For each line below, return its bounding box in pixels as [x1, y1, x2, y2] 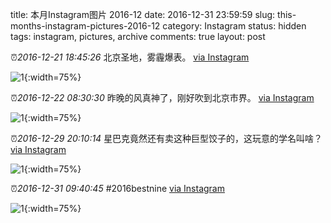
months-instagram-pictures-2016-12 [10, 20, 161, 32]
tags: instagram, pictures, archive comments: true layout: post [10, 31, 266, 42]
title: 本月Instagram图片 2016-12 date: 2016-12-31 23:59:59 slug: [10, 9, 276, 20]
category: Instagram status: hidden [162, 20, 307, 32]
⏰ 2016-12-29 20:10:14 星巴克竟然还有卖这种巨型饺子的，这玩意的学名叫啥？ [10, 133, 323, 144]
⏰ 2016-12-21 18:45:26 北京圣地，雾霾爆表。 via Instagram [10, 51, 250, 63]
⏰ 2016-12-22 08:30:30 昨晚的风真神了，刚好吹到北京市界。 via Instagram [10, 92, 315, 103]
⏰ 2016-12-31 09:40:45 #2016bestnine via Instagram [10, 183, 225, 194]
